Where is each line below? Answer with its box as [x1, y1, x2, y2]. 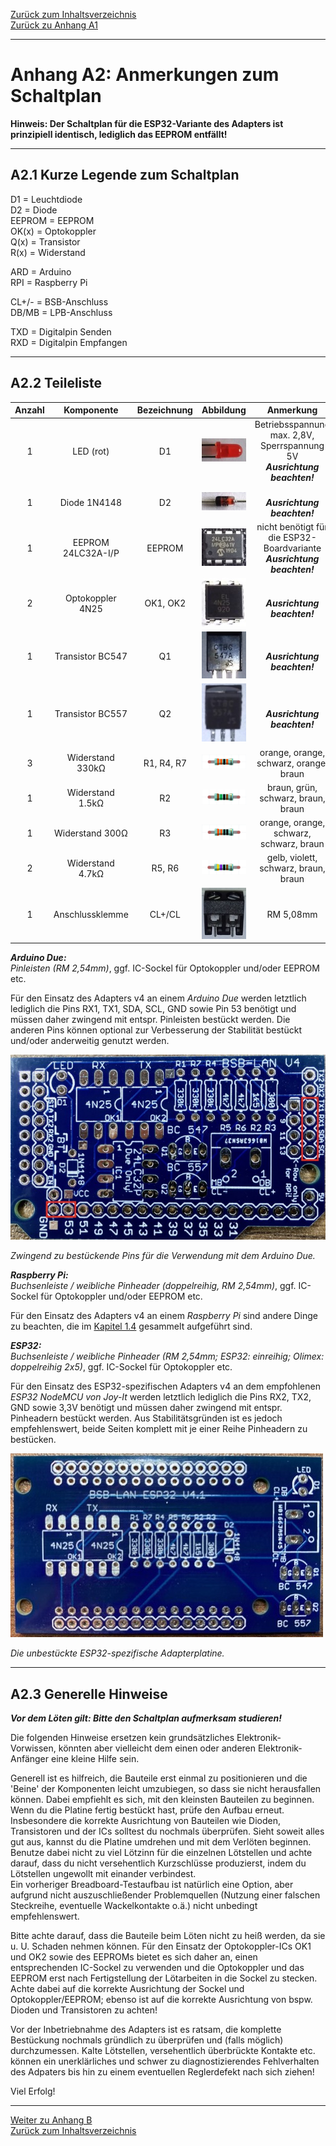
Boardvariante [263, 542, 322, 554]
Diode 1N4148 [59, 496, 122, 508]
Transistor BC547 [54, 650, 128, 662]
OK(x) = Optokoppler [10, 225, 97, 237]
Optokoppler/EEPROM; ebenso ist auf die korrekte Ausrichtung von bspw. [10, 1993, 313, 2005]
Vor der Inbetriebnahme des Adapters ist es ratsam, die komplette [10, 2023, 282, 2035]
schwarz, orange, [256, 757, 328, 769]
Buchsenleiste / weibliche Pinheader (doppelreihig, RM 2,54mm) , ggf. [10, 1280, 297, 1292]
